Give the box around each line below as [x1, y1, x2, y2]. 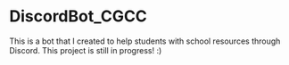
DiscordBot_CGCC [9, 6, 147, 27]
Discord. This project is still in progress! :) [9, 45, 162, 55]
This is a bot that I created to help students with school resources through [9, 36, 281, 46]
